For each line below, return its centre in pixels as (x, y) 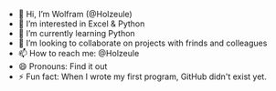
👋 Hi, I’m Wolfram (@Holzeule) (75, 14)
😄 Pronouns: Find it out (63, 66)
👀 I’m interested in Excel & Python (81, 24)
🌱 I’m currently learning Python (76, 33)
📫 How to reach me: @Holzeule (79, 53)
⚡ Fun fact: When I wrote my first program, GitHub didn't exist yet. (142, 76)
